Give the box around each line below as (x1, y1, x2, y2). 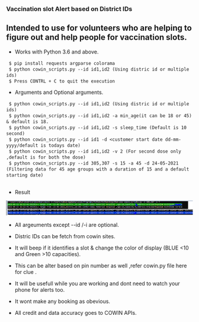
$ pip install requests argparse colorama (8, 60, 115, 67)
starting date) (6, 172, 44, 178)
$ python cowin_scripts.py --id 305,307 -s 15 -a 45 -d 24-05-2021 (8, 160, 179, 166)
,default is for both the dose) (6, 154, 86, 160)
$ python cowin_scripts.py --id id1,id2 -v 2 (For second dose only (8, 148, 182, 154)
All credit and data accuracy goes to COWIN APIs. (14, 310, 137, 317)
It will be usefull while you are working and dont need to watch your (14, 280, 181, 287)
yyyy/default (6, 142, 38, 149)
